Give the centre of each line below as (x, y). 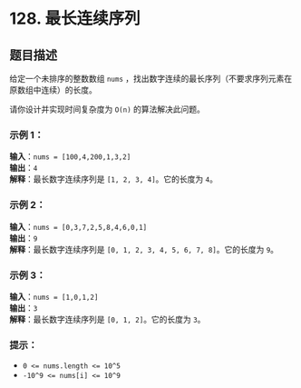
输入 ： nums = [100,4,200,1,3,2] (70, 156)
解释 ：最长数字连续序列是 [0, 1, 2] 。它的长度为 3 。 (107, 319)
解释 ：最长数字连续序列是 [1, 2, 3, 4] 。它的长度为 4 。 (113, 179)
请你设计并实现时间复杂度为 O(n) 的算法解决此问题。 (107, 109)
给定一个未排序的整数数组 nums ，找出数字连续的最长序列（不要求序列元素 (147, 79)
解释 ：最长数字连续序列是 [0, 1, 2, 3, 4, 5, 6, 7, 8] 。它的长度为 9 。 (144, 249)
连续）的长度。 (68, 90)
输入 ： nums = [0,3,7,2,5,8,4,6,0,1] (78, 226)
